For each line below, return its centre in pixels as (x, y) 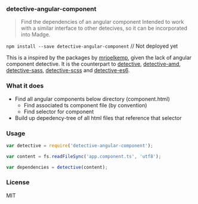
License (18, 183)
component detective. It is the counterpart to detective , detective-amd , (93, 64)
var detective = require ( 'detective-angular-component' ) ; (80, 146)
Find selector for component (59, 112)
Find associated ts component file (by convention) (85, 105)
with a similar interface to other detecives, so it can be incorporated (104, 28)
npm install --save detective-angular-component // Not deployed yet (92, 46)
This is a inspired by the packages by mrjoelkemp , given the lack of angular (99, 58)
